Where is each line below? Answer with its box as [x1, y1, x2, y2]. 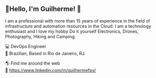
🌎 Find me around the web [5, 60, 61, 66]
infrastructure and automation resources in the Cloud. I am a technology [5, 23, 152, 29]
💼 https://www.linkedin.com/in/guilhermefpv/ [5, 67, 96, 73]
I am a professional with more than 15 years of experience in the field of [5, 18, 151, 24]
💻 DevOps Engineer [5, 43, 47, 49]
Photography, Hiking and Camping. [5, 33, 76, 39]
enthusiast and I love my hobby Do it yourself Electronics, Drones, [5, 28, 139, 34]
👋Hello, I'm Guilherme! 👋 [5, 5, 81, 13]
